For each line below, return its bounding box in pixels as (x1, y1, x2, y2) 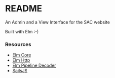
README (5, 3, 42, 14)
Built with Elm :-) (5, 28, 39, 34)
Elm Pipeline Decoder (12, 62, 56, 69)
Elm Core (12, 52, 31, 58)
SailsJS (12, 68, 28, 74)
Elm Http (12, 57, 31, 63)
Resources (5, 41, 32, 48)
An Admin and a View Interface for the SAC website (5, 19, 110, 25)
